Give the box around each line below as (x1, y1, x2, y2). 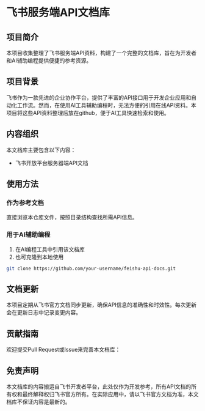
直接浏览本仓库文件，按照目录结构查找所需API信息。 (6, 213, 138, 221)
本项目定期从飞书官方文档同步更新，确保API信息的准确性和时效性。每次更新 (6, 301, 197, 309)
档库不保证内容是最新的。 (6, 398, 71, 405)
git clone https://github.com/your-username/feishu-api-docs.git (6, 265, 176, 272)
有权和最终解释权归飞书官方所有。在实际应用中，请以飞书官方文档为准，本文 (6, 390, 199, 398)
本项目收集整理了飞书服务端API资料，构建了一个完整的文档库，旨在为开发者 (6, 50, 197, 56)
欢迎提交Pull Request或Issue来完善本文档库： (6, 346, 121, 354)
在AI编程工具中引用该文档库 (15, 245, 85, 253)
